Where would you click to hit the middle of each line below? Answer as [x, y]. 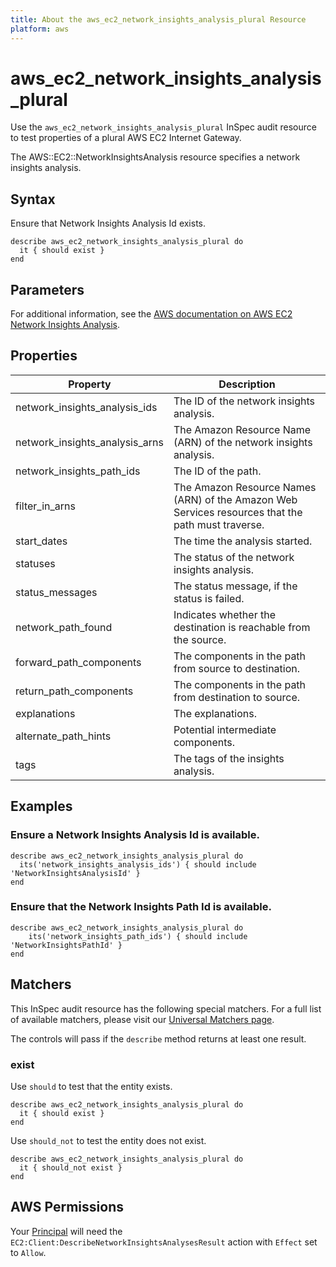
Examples [41, 806]
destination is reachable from [242, 627]
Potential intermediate [225, 729]
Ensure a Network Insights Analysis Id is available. [135, 835]
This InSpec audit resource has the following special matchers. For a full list [166, 1008]
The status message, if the [235, 586]
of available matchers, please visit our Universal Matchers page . [142, 1019]
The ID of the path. [217, 471]
